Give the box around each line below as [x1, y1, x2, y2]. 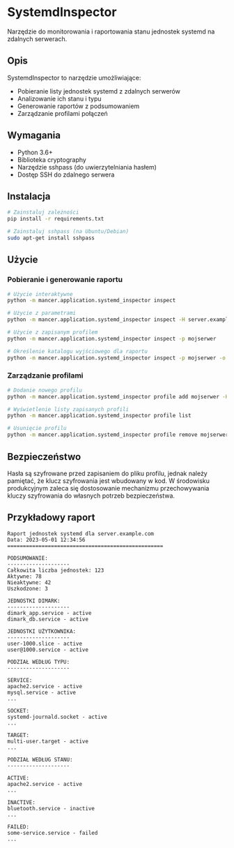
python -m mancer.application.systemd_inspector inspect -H [7, 316, 186, 323]
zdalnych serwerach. [7, 34, 68, 43]
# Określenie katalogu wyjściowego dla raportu [7, 348, 148, 355]
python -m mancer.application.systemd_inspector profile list [7, 412, 192, 419]
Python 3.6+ [17, 148, 54, 156]
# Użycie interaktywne [7, 290, 73, 297]
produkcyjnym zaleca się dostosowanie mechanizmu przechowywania [7, 484, 210, 492]
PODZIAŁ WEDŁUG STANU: [7, 756, 73, 763]
